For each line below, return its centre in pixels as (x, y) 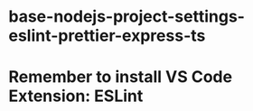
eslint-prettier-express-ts (107, 36)
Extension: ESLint (76, 96)
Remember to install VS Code (120, 77)
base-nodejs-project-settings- (127, 17)
